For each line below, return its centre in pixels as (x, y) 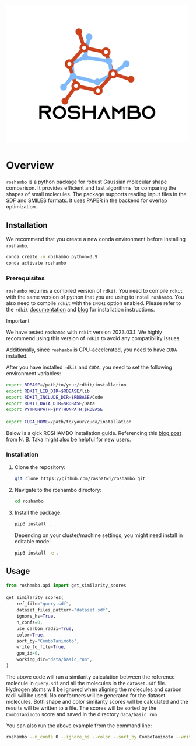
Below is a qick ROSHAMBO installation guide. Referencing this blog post (94, 433)
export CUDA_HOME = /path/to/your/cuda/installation (69, 422)
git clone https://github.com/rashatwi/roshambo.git (80, 479)
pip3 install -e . (37, 553)
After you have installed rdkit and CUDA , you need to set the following (89, 367)
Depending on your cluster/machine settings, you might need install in (99, 535)
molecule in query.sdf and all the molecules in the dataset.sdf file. (86, 683)
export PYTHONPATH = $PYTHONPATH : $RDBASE (55, 410)
